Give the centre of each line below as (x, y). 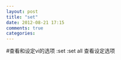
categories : (21, 34)
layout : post (22, 11)
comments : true (25, 28)
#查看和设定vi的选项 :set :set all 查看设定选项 (60, 51)
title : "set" (22, 17)
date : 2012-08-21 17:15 (35, 22)
